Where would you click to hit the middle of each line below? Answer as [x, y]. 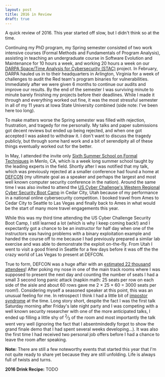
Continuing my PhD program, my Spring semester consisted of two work [79, 48]
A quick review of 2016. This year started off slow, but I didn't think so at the [82, 33]
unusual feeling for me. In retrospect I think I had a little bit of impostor [76, 296]
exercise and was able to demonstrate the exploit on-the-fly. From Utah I [79, 244]
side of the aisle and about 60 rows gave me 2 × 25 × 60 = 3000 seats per [81, 285]
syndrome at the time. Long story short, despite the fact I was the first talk [80, 301]
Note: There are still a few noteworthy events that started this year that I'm [81, 349]
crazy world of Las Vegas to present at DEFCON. [55, 255]
